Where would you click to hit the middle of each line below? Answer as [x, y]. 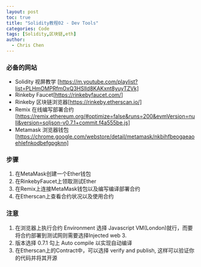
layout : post [22, 12]
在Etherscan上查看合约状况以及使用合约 [64, 197]
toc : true [19, 17]
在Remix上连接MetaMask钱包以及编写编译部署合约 [77, 189]
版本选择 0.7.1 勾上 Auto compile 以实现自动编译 [73, 243]
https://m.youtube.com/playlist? [98, 82]
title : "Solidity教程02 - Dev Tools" [52, 23]
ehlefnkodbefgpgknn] [42, 143]
